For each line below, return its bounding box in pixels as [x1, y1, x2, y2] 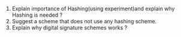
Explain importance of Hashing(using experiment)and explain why [11, 5, 175, 12]
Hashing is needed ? [11, 11, 63, 18]
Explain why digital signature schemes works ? [11, 24, 128, 31]
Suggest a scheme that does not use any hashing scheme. [11, 18, 157, 24]
